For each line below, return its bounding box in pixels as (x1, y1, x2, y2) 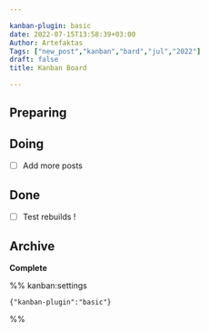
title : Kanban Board (9, 64, 88, 73)
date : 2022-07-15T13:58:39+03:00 (9, 29, 136, 39)
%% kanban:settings (9, 279, 88, 291)
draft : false (9, 55, 59, 65)
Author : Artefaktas (9, 38, 84, 47)
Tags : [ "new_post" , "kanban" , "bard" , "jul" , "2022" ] (9, 46, 202, 55)
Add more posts (22, 160, 84, 171)
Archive (9, 238, 55, 254)
